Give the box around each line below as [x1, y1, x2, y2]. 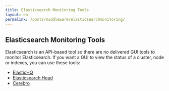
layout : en [5, 12, 28, 17]
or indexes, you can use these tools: [5, 60, 81, 66]
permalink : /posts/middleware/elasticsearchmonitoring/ [5, 17, 125, 22]
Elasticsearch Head [12, 75, 53, 81]
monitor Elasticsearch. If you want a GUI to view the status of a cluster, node [5, 54, 164, 61]
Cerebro [12, 80, 30, 86]
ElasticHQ [12, 69, 33, 76]
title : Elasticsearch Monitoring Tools [5, 7, 89, 13]
